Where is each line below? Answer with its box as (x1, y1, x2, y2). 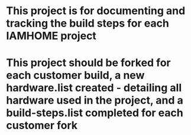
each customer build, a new (6, 69, 145, 82)
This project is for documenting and (6, 4, 186, 18)
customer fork (6, 119, 78, 132)
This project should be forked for (6, 56, 171, 70)
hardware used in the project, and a (6, 94, 183, 107)
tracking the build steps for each (6, 17, 170, 30)
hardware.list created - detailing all (6, 81, 182, 95)
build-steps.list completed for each (6, 106, 183, 120)
